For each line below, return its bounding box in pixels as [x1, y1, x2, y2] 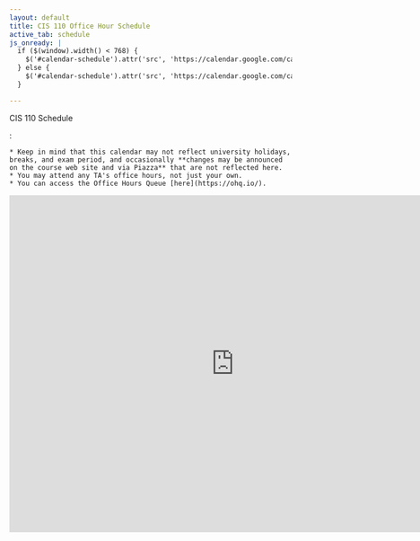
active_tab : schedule [9, 30, 91, 39]
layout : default [9, 13, 70, 22]
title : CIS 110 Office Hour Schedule [9, 22, 151, 31]
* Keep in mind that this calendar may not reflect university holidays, [9, 147, 292, 156]
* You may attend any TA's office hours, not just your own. [9, 171, 243, 180]
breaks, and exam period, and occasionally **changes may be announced [9, 155, 283, 164]
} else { [17, 64, 50, 73]
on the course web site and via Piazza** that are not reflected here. [9, 163, 283, 172]
